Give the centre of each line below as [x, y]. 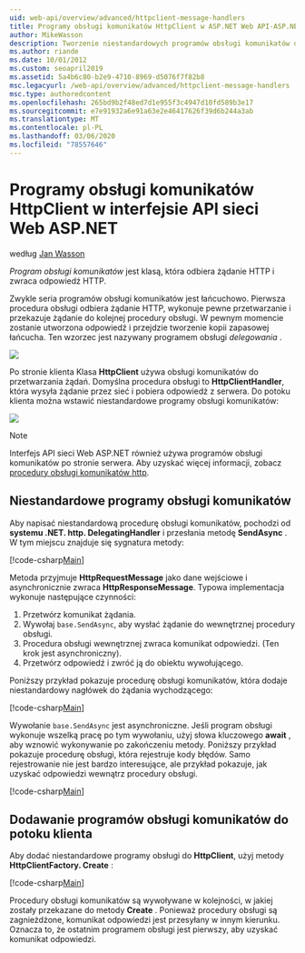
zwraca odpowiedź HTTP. [58, 281]
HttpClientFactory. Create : [61, 866]
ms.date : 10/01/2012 [49, 60]
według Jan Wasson [47, 253]
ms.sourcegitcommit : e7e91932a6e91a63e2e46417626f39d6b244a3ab [132, 111]
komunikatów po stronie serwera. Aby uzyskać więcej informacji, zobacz [146, 462]
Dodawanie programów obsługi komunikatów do [149, 819]
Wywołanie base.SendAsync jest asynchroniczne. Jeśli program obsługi [141, 725]
